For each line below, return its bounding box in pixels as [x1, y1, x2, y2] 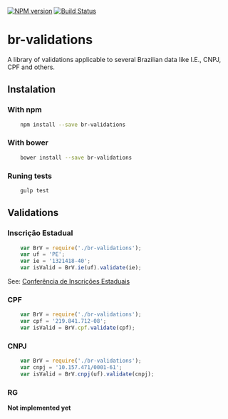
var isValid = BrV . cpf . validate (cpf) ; [20, 324, 135, 331]
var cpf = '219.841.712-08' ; [20, 318, 107, 325]
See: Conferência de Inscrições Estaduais [7, 277, 130, 286]
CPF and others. [7, 63, 56, 71]
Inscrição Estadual [7, 228, 73, 238]
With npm [7, 105, 42, 115]
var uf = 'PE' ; [20, 251, 66, 258]
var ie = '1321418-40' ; [20, 257, 91, 265]
